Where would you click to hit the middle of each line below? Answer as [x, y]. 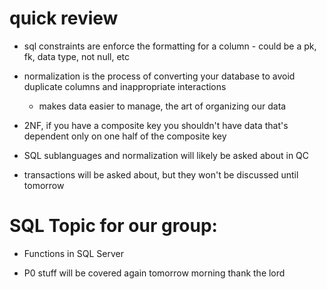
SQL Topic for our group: [113, 226]
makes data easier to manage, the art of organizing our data [162, 106]
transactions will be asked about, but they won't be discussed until [161, 174]
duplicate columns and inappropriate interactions [125, 86]
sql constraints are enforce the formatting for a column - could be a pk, [170, 46]
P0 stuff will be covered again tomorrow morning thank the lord [154, 273]
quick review [64, 18]
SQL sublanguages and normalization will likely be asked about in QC [166, 155]
